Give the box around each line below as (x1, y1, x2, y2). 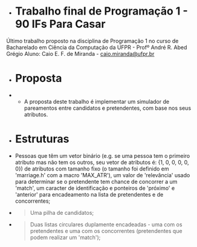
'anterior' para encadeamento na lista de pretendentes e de (15, 191, 164, 198)
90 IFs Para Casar (15, 17, 106, 31)
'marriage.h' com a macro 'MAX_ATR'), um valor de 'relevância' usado (15, 171, 190, 178)
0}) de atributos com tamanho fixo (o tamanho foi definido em (15, 165, 169, 172)
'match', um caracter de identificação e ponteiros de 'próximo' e (15, 184, 175, 192)
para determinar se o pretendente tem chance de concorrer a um (15, 178, 178, 185)
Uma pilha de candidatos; (30, 209, 94, 216)
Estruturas (15, 132, 69, 146)
